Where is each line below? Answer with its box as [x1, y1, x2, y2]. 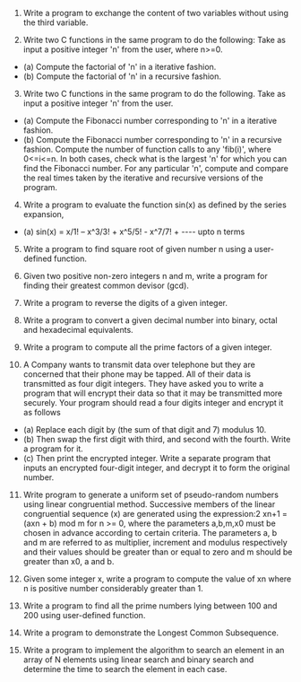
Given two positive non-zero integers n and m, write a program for [22, 271, 268, 281]
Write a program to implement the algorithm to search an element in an [22, 645, 285, 655]
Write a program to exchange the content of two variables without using [22, 8, 289, 18]
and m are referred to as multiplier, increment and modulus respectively [22, 538, 288, 547]
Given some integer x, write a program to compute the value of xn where [22, 573, 292, 584]
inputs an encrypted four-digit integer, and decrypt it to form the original [22, 462, 290, 473]
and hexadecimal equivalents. [22, 325, 133, 335]
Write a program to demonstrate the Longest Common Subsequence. [22, 627, 279, 638]
